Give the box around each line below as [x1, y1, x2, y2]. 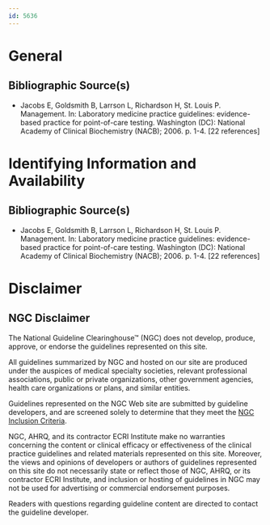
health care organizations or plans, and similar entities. [8, 383, 191, 392]
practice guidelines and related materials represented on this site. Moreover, [8, 448, 263, 458]
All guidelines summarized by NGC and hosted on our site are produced [8, 357, 248, 366]
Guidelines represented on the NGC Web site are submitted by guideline [8, 398, 248, 409]
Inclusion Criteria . [8, 416, 67, 426]
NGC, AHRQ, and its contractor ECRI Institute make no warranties [8, 431, 226, 441]
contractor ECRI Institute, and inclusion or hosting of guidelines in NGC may [8, 474, 260, 484]
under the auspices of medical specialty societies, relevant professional [8, 366, 248, 375]
